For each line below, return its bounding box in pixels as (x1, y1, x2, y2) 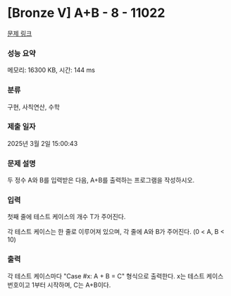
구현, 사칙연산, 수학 (7, 102, 60, 111)
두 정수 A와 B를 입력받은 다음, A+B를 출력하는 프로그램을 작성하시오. (7, 176, 195, 185)
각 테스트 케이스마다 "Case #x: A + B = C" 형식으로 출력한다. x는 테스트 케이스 (7, 271, 224, 280)
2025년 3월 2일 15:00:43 (7, 139, 78, 147)
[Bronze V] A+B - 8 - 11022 (7, 5, 166, 21)
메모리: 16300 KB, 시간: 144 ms (7, 66, 95, 75)
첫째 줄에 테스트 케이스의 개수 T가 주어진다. (7, 213, 126, 221)
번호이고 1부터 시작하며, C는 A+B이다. (7, 280, 111, 289)
